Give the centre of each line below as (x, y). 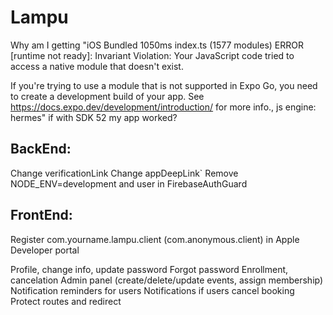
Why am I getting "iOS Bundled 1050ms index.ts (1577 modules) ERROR (157, 45)
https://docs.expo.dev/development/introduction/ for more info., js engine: (163, 107)
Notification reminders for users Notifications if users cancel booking (152, 290)
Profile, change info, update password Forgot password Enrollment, (149, 269)
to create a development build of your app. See (107, 96)
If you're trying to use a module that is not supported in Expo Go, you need (164, 85)
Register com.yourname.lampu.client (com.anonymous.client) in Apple (155, 239)
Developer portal (45, 250)
